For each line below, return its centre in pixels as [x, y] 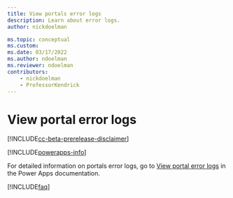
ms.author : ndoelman [37, 59]
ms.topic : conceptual [39, 39]
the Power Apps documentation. [54, 174]
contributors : [28, 72]
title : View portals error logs [54, 14]
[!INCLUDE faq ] [29, 187]
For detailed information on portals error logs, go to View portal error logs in [116, 166]
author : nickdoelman [37, 27]
